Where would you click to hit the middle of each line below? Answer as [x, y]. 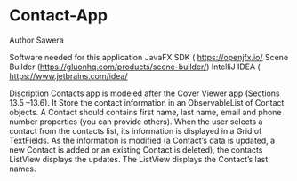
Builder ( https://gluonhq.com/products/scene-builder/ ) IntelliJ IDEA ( [135, 67]
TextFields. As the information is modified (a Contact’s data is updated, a [142, 140]
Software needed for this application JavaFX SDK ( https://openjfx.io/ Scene [149, 57]
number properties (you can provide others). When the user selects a [136, 122]
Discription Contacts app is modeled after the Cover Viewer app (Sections [144, 93]
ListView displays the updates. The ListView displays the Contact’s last [139, 159]
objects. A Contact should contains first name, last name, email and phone [145, 112]
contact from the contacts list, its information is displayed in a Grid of [136, 130]
